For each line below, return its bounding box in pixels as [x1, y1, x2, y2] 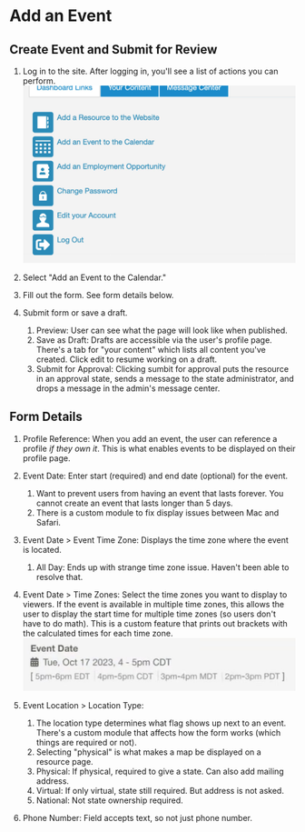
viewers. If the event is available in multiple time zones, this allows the [22, 598, 284, 609]
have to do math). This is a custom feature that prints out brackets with [22, 617, 288, 628]
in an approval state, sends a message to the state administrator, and [35, 373, 295, 384]
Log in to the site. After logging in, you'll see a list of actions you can [22, 65, 279, 76]
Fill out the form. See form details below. [22, 289, 174, 300]
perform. [22, 75, 56, 86]
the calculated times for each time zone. [22, 627, 173, 638]
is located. [22, 544, 62, 555]
